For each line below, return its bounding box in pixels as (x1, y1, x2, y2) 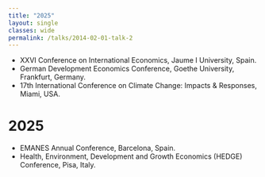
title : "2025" (8, 11, 56, 20)
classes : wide (8, 26, 56, 34)
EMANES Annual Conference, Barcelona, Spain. (19, 144, 176, 153)
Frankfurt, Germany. (19, 72, 86, 82)
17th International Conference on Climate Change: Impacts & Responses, (19, 81, 258, 90)
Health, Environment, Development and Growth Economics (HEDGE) (19, 152, 243, 161)
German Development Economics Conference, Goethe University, (19, 64, 235, 74)
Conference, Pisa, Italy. (19, 160, 96, 170)
